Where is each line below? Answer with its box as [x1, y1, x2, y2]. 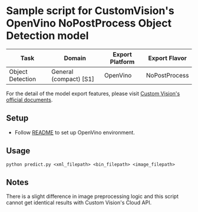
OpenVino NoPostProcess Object [6, 16, 172, 30]
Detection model [6, 29, 89, 42]
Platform [110, 58, 135, 66]
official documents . [6, 96, 53, 103]
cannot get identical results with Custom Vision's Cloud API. [6, 199, 152, 206]
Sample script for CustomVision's [6, 4, 175, 18]
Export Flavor [148, 54, 187, 62]
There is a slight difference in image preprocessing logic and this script [6, 193, 179, 200]
